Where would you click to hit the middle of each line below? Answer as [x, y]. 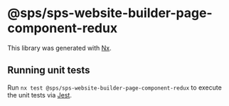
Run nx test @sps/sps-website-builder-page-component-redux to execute [114, 88]
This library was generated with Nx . [59, 48]
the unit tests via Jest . [40, 95]
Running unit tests [49, 70]
